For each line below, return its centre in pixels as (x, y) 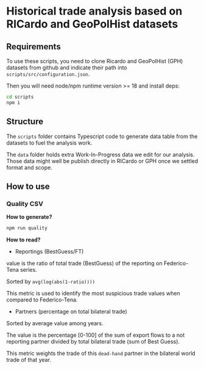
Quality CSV (25, 204)
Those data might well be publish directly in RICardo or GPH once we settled (102, 161)
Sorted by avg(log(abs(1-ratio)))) (51, 281)
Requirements (33, 47)
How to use (28, 186)
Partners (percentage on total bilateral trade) (71, 312)
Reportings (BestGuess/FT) (49, 252)
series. (29, 270)
